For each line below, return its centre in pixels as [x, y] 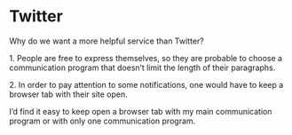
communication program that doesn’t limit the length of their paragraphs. [142, 67]
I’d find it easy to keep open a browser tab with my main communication [141, 111]
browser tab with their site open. [69, 94]
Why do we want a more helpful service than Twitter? [107, 41]
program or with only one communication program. [103, 121]
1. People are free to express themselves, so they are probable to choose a [146, 58]
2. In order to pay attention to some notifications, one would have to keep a [146, 84]
